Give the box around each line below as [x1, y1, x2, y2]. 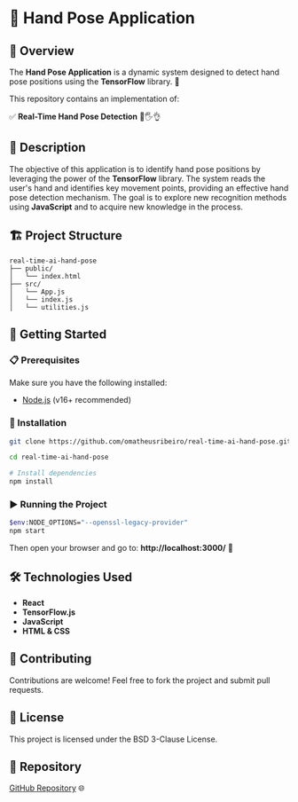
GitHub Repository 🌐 [9, 782, 85, 793]
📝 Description [9, 140, 86, 155]
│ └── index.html [9, 271, 82, 280]
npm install [9, 477, 53, 486]
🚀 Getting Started [9, 327, 107, 342]
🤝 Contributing [9, 651, 92, 666]
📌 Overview [9, 43, 74, 59]
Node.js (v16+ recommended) [21, 395, 131, 405]
